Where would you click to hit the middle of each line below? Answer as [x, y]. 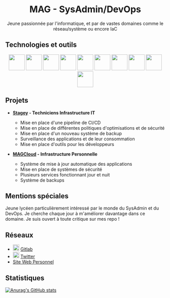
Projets [17, 100]
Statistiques [25, 278]
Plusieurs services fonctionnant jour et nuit [65, 174]
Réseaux [19, 235]
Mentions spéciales [37, 196]
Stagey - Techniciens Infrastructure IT [54, 112]
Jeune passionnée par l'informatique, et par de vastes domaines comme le [85, 23]
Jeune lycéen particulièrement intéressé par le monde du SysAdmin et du [82, 208]
